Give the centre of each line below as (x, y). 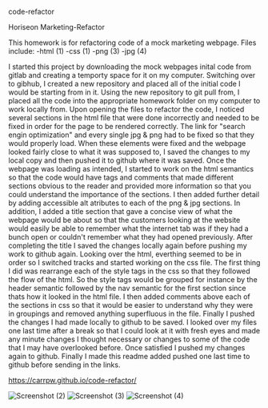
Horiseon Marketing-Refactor (57, 27)
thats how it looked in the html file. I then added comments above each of (129, 297)
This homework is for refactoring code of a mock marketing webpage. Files (132, 42)
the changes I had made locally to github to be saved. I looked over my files (133, 322)
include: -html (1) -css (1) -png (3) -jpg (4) (78, 51)
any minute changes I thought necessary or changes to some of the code (129, 339)
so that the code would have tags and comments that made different (121, 177)
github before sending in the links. (64, 365)
